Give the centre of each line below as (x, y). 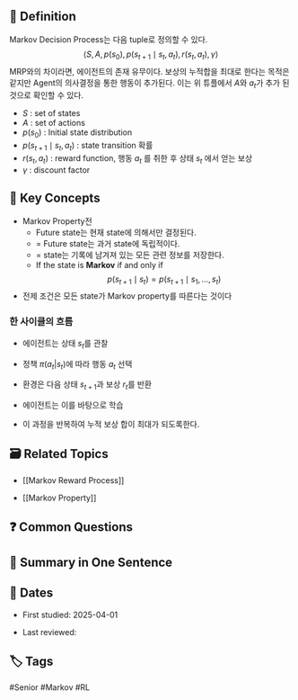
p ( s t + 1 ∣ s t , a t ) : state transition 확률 (88, 147)
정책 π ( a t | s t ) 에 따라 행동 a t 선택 (77, 365)
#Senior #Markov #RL (50, 687)
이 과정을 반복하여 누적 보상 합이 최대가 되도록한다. (111, 425)
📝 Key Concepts (55, 198)
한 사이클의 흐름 (41, 322)
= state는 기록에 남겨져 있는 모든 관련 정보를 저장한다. (130, 255)
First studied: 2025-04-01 (70, 615)
